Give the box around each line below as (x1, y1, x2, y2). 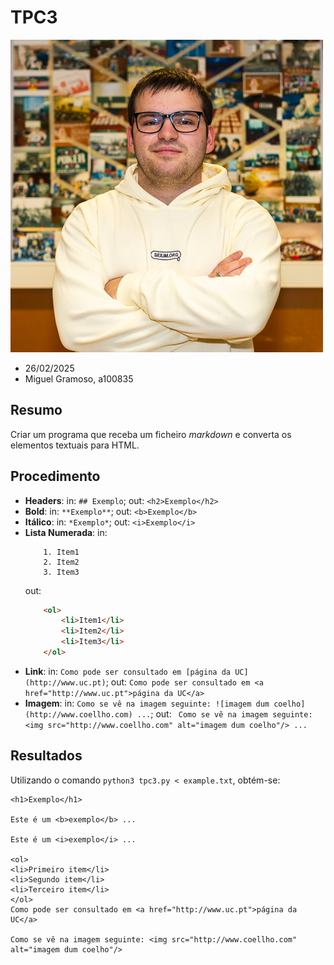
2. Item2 (43, 557, 80, 567)
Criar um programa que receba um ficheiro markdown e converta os (10, 428, 292, 440)
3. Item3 (43, 567, 80, 577)
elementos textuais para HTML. (10, 439, 140, 451)
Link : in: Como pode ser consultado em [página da (24, 665, 231, 677)
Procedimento (10, 468, 101, 485)
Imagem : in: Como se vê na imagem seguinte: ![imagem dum (24, 697, 270, 709)
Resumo (10, 402, 63, 419)
